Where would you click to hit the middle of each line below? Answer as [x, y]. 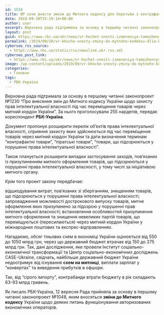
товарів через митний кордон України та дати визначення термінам [76, 137]
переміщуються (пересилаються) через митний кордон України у [74, 222]
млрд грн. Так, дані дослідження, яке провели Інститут [62, 247]
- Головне [19, 73]
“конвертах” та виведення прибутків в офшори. [54, 267]
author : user [18, 23]
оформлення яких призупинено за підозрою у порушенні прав [70, 206]
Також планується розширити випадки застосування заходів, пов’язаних [81, 156]
